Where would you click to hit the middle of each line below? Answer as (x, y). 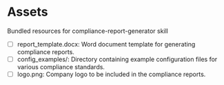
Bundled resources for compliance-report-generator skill (88, 31)
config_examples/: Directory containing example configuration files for (117, 59)
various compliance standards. (61, 67)
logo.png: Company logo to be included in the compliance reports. (111, 74)
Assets (28, 12)
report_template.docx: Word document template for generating (106, 44)
